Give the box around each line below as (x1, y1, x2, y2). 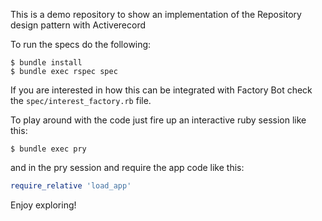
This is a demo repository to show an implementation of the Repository (10, 9, 302, 20)
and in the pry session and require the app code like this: (10, 162, 245, 173)
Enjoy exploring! (10, 199, 77, 211)
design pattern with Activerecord (10, 19, 146, 31)
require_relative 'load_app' (10, 181, 132, 191)
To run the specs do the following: (10, 39, 152, 50)
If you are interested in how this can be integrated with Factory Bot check (10, 84, 313, 96)
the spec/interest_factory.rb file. (10, 95, 152, 106)
